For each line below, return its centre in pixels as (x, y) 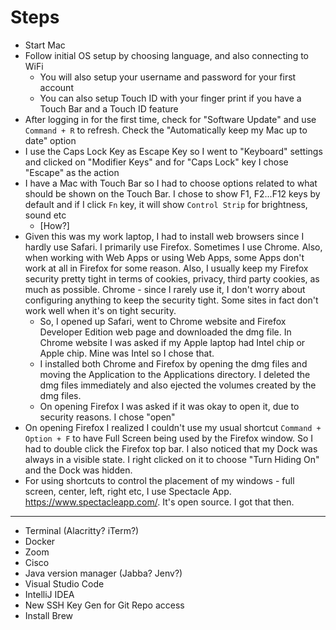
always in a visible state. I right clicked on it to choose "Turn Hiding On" (172, 459)
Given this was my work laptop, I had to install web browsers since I (164, 236)
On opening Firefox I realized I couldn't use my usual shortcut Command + (173, 427)
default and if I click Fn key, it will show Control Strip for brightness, (166, 204)
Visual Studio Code (64, 583)
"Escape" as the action (72, 172)
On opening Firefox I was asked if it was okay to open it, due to (169, 406)
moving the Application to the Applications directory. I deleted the (175, 374)
